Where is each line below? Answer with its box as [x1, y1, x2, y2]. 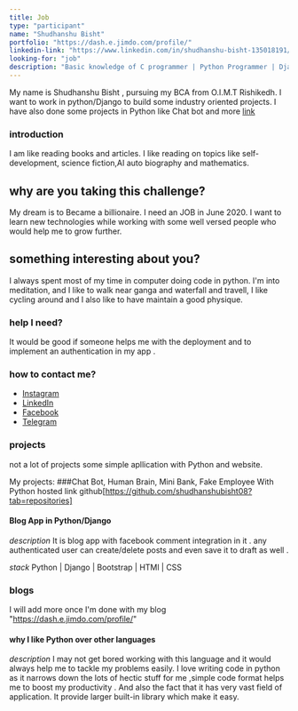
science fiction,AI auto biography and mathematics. [60, 157, 250, 169]
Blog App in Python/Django [9, 515, 112, 526]
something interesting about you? [9, 252, 200, 267]
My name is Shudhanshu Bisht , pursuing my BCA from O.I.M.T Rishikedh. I [9, 86, 282, 98]
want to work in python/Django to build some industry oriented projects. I [9, 96, 277, 107]
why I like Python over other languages [9, 634, 156, 644]
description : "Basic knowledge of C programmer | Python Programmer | [9, 63, 276, 72]
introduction [9, 128, 64, 140]
